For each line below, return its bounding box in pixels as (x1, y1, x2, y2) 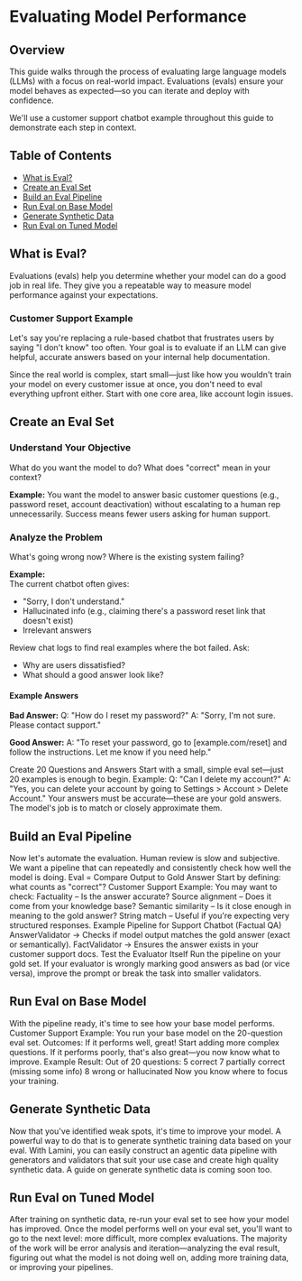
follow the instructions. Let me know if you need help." (9, 747, 212, 757)
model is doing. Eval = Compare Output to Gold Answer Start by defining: (9, 871, 281, 882)
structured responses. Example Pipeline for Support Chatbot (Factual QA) (9, 919, 282, 931)
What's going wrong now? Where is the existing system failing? (9, 551, 245, 562)
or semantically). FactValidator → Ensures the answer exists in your (9, 939, 260, 950)
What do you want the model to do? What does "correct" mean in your (9, 462, 271, 473)
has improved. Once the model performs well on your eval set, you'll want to (9, 1223, 293, 1234)
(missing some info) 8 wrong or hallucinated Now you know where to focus (9, 1065, 288, 1076)
